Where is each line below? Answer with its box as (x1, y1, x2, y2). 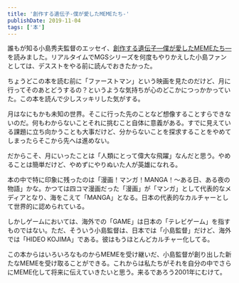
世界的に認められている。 (13, 202, 89, 210)
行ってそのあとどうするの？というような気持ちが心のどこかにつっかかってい (7, 86, 231, 95)
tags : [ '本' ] (7, 23, 45, 31)
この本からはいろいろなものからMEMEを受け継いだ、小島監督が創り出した (7, 250, 225, 259)
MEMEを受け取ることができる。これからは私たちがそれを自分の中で (19, 259, 219, 267)
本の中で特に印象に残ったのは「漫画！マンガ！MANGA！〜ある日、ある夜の (7, 176, 230, 184)
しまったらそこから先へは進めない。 (7, 137, 114, 145)
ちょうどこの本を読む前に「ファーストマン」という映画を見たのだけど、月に (7, 77, 231, 85)
